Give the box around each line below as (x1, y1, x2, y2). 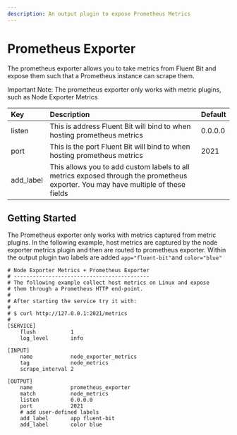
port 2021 (20, 403, 83, 410)
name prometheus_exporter (20, 384, 131, 391)
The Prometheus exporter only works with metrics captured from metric (7, 231, 217, 240)
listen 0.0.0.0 (20, 396, 93, 404)
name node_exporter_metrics (20, 353, 138, 360)
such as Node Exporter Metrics (7, 92, 98, 101)
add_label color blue (20, 421, 102, 429)
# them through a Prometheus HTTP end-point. (7, 286, 143, 293)
